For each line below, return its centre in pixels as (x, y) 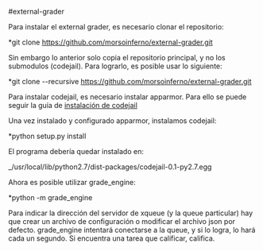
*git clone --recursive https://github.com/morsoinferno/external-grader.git (130, 81)
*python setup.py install (47, 136)
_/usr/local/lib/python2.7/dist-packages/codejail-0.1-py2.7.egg (110, 167)
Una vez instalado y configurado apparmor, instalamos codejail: (112, 121)
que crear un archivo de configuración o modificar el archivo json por (122, 221)
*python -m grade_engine (50, 197)
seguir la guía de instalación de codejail (73, 105)
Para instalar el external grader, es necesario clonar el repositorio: (116, 27)
